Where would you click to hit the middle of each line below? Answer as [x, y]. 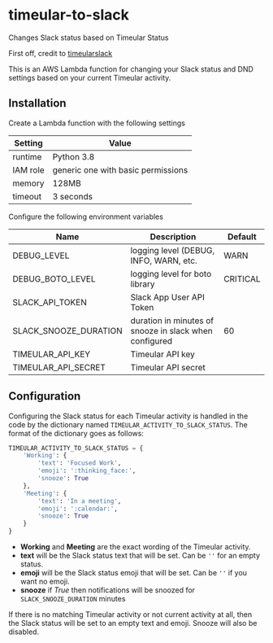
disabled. [24, 632]
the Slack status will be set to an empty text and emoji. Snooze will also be [133, 623]
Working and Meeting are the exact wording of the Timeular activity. [135, 547]
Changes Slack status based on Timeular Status [89, 37]
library [143, 284]
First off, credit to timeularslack [61, 53]
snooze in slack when [171, 330]
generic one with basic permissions [120, 170]
